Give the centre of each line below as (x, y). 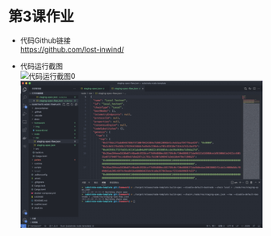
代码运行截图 (41, 66)
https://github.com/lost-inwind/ (72, 49)
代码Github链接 (45, 40)
